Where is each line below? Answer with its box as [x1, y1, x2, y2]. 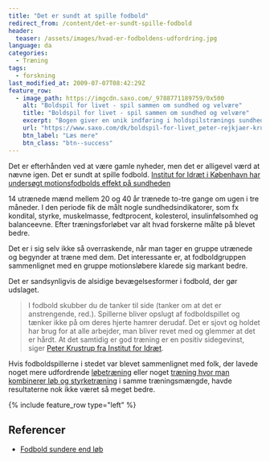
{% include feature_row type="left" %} [8, 400, 137, 410]
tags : [8, 64, 27, 72]
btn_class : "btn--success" [22, 138, 113, 147]
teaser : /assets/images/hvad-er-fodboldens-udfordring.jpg [15, 34, 218, 43]
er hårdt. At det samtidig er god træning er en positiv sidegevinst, [27, 335, 245, 344]
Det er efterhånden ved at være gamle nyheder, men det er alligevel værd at [8, 161, 260, 171]
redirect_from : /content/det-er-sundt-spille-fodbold [8, 19, 193, 27]
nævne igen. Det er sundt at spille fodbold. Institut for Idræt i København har [8, 170, 261, 179]
